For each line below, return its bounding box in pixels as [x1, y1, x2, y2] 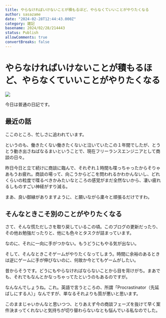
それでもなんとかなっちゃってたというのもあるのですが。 [13, 274, 130, 280]
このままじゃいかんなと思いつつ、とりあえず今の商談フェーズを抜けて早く [5, 301, 157, 307]
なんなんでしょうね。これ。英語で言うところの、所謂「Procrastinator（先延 [5, 284, 160, 290]
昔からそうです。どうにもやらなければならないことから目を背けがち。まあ [5, 268, 157, 274]
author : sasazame [5, 12, 41, 17]
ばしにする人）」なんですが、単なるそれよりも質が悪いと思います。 [5, 291, 141, 297]
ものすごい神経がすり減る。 [13, 183, 70, 189]
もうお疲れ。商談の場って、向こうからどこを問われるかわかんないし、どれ [9, 171, 161, 177]
